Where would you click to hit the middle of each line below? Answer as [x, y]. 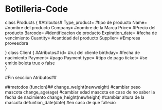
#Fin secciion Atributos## [31, 77]
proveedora [17, 43]
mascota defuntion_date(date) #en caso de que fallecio [60, 102]
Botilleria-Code [36, 9]
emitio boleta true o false [30, 63]
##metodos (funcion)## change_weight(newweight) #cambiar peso [73, 87]
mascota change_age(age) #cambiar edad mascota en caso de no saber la [80, 92]
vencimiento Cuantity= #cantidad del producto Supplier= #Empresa [73, 38]
